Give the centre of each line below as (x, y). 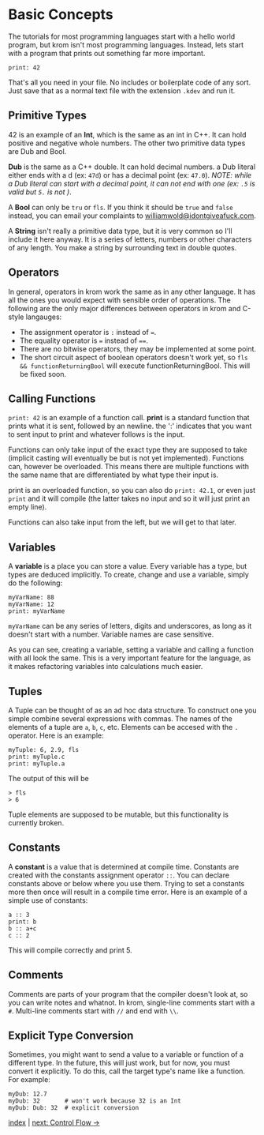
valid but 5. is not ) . (40, 192)
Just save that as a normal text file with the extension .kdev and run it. (122, 90)
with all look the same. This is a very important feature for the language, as (130, 658)
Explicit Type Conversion (71, 1036)
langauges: (44, 317)
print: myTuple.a (37, 764)
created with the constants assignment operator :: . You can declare (119, 875)
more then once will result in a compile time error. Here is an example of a (128, 892)
